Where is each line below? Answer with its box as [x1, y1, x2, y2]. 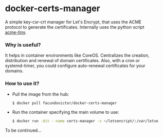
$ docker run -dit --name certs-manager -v [12, 119, 102, 124]
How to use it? [5, 80, 40, 87]
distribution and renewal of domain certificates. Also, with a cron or [5, 58, 140, 64]
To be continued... [5, 127, 41, 134]
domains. [5, 68, 24, 74]
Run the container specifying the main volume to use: [12, 109, 119, 115]
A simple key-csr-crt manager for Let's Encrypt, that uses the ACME [5, 19, 142, 25]
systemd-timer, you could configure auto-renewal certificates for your [5, 63, 145, 68]
